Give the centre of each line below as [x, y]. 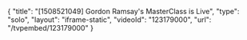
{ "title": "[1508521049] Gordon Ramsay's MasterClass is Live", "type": [124, 11]
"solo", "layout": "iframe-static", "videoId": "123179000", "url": [110, 20]
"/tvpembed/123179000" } [50, 28]
